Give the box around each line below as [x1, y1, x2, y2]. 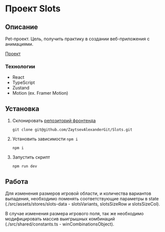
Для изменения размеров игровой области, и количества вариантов [5, 190, 152, 196]
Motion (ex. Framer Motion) [12, 90, 68, 96]
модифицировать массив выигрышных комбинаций [5, 216, 115, 222]
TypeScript [12, 80, 35, 86]
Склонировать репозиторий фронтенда [12, 117, 96, 124]
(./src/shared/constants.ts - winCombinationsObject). [5, 221, 114, 227]
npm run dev [12, 164, 37, 169]
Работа [5, 177, 28, 186]
